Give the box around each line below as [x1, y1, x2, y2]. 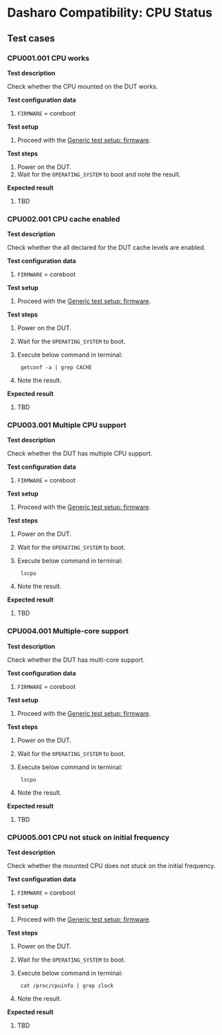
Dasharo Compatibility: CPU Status [7, 5, 213, 21]
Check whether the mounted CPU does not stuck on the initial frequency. [7, 862, 216, 870]
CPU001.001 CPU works [7, 53, 90, 63]
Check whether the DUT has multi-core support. [7, 656, 145, 664]
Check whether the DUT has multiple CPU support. [7, 449, 153, 458]
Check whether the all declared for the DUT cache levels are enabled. [7, 244, 206, 252]
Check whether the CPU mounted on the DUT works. [7, 82, 158, 91]
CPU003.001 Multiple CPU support [7, 420, 127, 430]
